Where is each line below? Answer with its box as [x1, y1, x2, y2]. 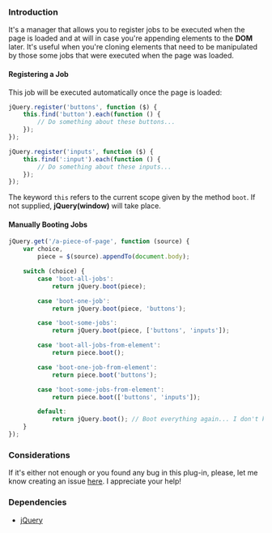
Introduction [8, 6, 58, 18]
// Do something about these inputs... [37, 163, 172, 171]
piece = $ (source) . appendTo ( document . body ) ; [37, 253, 190, 261]
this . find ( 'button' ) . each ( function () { [23, 110, 161, 119]
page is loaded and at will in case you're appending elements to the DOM [8, 33, 253, 43]
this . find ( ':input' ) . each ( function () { [23, 155, 161, 164]
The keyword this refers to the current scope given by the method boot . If [8, 193, 256, 203]
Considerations [8, 449, 70, 460]
